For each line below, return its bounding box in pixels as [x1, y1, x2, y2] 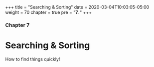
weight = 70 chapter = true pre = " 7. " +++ [5, 9, 92, 15]
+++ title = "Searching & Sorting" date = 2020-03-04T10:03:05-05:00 [5, 4, 150, 10]
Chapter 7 [5, 22, 30, 29]
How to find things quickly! [5, 56, 60, 62]
